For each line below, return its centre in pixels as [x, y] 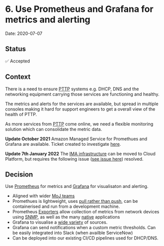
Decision [19, 174]
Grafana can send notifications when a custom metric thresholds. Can [84, 228]
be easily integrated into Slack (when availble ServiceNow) [73, 233]
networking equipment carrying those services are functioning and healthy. [82, 94]
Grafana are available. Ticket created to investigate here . [63, 144]
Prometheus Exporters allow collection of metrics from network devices [86, 212]
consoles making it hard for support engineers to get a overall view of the [80, 109]
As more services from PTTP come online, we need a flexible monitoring [79, 124]
